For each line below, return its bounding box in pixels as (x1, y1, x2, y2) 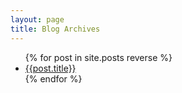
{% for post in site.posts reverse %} (24, 51, 173, 63)
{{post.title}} (24, 62, 77, 74)
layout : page (10, 14, 65, 25)
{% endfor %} (24, 72, 83, 85)
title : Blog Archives (10, 24, 101, 34)
